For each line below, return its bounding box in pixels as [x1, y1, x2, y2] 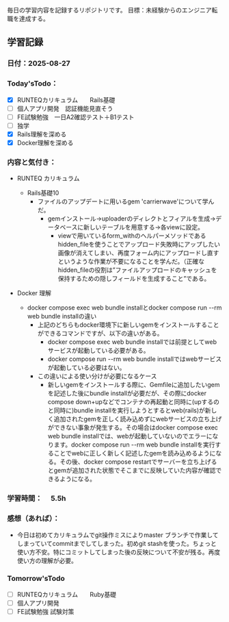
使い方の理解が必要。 [16, 556, 77, 564]
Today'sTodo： [7, 79, 58, 88]
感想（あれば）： [7, 514, 60, 523]
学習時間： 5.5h [7, 494, 66, 503]
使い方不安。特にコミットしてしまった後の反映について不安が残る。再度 [16, 547, 221, 556]
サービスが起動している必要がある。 [47, 347, 150, 355]
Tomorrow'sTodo [7, 574, 65, 584]
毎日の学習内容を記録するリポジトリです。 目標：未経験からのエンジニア [7, 6, 212, 14]
